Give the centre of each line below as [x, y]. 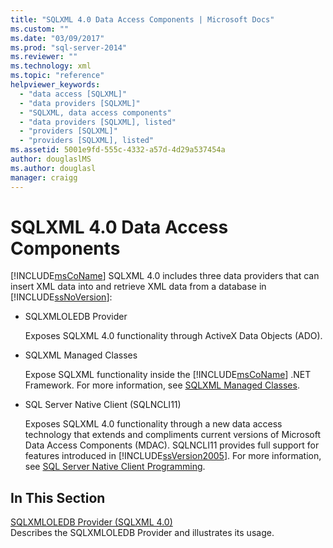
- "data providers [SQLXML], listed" [98, 122]
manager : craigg [44, 177]
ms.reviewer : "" [44, 57]
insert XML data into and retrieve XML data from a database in [138, 287]
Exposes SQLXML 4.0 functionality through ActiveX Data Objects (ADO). [173, 336]
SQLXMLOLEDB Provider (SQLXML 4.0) [91, 522]
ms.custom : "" [40, 29]
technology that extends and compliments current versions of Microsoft [173, 435]
